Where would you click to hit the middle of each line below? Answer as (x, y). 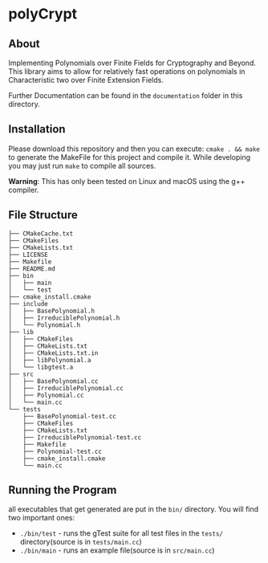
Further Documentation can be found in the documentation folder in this (126, 96)
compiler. (24, 190)
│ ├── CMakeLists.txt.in (53, 353)
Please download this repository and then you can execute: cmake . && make (134, 149)
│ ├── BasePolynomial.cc (53, 381)
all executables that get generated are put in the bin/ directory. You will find (134, 509)
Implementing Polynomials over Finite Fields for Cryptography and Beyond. (132, 63)
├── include (28, 304)
